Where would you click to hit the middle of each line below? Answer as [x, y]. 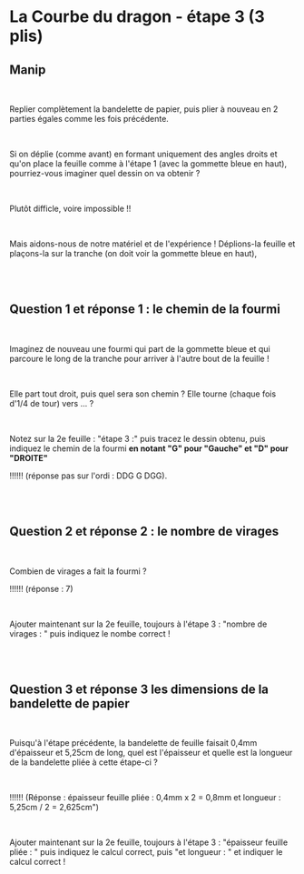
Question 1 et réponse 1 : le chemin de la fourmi [145, 310]
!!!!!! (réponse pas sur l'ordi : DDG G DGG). [88, 476]
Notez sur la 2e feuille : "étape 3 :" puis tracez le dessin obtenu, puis [137, 438]
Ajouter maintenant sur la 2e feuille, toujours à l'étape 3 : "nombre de [138, 624]
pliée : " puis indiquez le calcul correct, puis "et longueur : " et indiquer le [146, 852]
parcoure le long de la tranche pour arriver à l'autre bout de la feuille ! [139, 358]
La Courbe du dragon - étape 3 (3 [137, 17]
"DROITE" [29, 457]
